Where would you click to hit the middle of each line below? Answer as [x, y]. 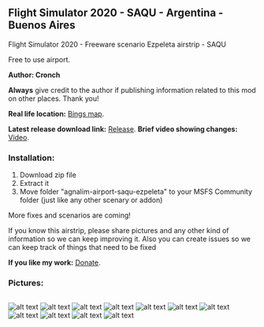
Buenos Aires [42, 26]
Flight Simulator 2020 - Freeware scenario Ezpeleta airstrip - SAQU [117, 44]
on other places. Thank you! [54, 98]
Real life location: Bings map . [56, 113]
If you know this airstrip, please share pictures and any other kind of [119, 231]
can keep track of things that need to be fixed [82, 247]
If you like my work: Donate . [54, 262]
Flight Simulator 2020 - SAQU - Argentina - [116, 13]
